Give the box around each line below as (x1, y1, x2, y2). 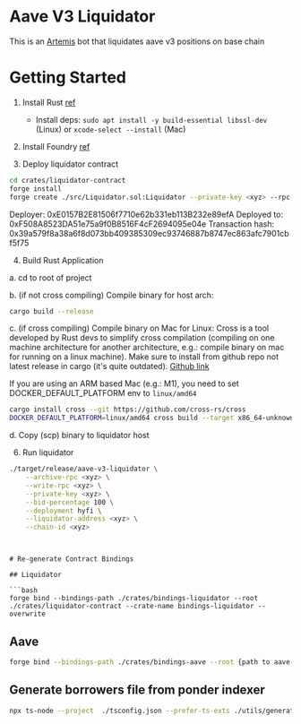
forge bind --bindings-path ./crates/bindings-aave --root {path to (9, 657, 271, 667)
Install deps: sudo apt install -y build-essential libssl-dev (35, 114, 268, 125)
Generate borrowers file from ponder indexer (9, 683, 266, 698)
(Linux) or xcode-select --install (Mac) (35, 124, 186, 134)
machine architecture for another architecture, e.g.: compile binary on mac (9, 342, 285, 353)
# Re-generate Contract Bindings (9, 555, 134, 564)
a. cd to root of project (9, 271, 92, 283)
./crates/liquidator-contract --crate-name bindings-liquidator (9, 602, 254, 611)
